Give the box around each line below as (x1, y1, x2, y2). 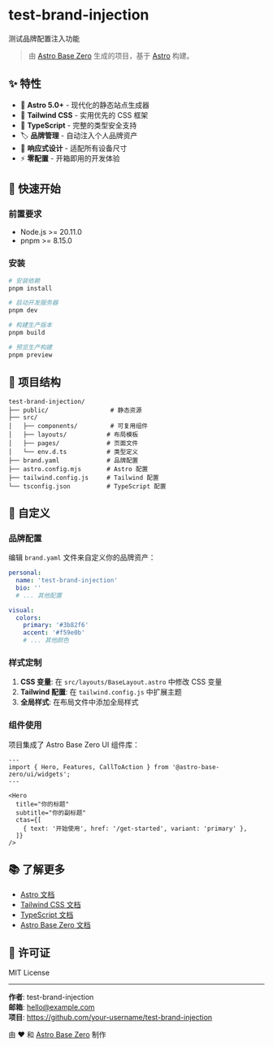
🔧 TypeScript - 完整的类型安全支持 (19, 120, 137, 130)
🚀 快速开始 (8, 182, 61, 196)
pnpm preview (8, 351, 53, 359)
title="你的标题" (15, 800, 70, 808)
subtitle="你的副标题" (15, 808, 87, 817)
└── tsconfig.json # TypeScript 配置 (8, 482, 167, 491)
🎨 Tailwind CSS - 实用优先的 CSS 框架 (19, 110, 149, 119)
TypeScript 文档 (19, 910, 74, 919)
